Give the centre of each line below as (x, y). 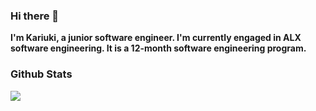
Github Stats (41, 74)
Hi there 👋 (35, 16)
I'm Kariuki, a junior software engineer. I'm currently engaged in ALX (156, 38)
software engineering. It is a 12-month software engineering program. (158, 48)
